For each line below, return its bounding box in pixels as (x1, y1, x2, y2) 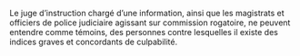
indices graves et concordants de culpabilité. (9, 36, 178, 47)
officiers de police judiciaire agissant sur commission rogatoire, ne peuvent (9, 17, 291, 28)
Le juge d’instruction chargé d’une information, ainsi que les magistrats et (9, 8, 285, 18)
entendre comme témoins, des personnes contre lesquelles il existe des (9, 27, 279, 37)
